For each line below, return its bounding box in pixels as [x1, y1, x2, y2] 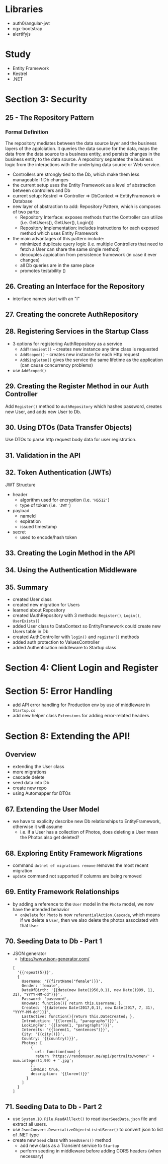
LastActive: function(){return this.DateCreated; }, [22, 1014, 135, 1019]
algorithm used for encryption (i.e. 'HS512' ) [20, 497, 110, 503]
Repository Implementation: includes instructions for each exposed [20, 225, 159, 231]
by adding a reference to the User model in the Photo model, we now [12, 901, 154, 907]
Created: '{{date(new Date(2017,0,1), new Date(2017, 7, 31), [22, 1005, 155, 1010]
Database [12, 198, 33, 204]
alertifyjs [12, 31, 31, 37]
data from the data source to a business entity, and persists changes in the [5, 151, 160, 157]
